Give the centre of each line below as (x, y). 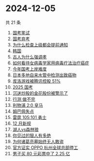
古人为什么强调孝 (30, 57)
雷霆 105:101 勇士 (29, 117)
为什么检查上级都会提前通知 (40, 44)
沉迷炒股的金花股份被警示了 (40, 93)
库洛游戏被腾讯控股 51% (37, 81)
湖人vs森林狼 (26, 129)
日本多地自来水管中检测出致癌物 (44, 75)
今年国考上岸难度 (30, 69)
